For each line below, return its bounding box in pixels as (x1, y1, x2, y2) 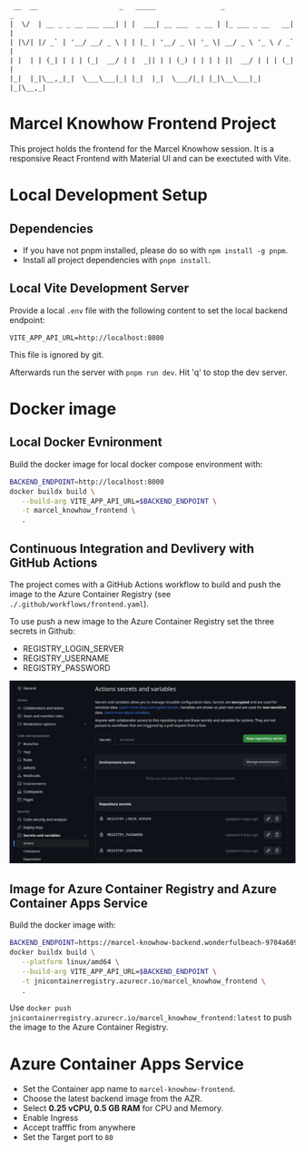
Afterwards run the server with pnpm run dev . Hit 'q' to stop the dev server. (9, 367, 288, 378)
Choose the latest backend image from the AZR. (22, 1093, 202, 1104)
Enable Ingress (22, 1113, 79, 1124)
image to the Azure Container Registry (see (9, 588, 172, 599)
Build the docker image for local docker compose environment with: (9, 458, 263, 469)
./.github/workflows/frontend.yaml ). (9, 598, 150, 609)
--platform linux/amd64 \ (21, 957, 120, 967)
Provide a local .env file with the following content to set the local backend (9, 305, 288, 316)
